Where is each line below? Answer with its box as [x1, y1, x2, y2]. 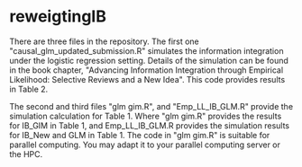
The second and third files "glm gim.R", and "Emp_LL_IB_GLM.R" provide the [9, 101, 294, 111]
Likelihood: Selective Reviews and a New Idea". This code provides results [9, 74, 286, 84]
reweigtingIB [9, 6, 106, 27]
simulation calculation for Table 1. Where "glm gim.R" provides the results [9, 110, 282, 121]
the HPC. [9, 148, 43, 159]
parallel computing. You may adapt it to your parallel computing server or [9, 139, 281, 150]
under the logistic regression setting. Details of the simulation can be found [9, 55, 288, 66]
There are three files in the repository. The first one [9, 36, 200, 47]
